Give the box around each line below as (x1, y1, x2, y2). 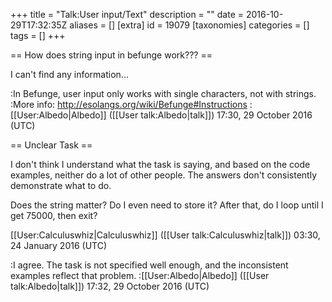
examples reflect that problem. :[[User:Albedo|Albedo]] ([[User (10, 270, 270, 281)
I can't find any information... (10, 69, 129, 80)
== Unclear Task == (10, 139, 93, 151)
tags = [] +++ (10, 30, 66, 41)
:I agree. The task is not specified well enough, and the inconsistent (10, 259, 289, 271)
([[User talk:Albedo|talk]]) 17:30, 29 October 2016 (108, 109, 313, 121)
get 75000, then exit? (10, 210, 98, 221)
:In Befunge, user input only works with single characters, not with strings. (10, 88, 317, 99)
